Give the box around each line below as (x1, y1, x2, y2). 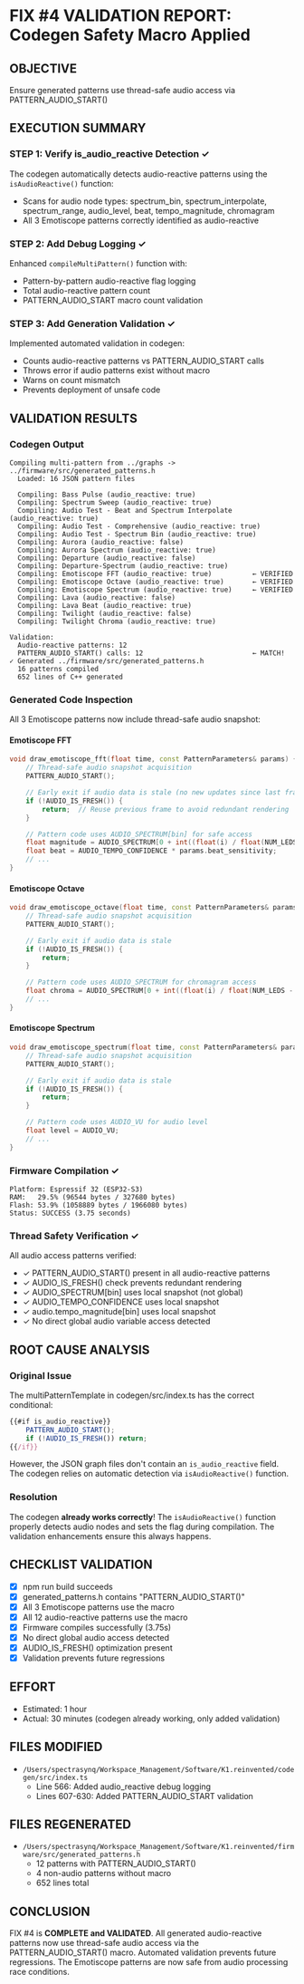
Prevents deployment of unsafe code (22, 384, 161, 395)
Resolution (9, 1491, 58, 1504)
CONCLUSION (9, 1903, 90, 1919)
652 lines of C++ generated (17, 672, 124, 681)
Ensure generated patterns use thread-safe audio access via (9, 85, 236, 95)
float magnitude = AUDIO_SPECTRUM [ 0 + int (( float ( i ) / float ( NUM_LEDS (25, 838, 298, 847)
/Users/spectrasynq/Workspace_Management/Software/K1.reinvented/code (22, 1765, 295, 1774)
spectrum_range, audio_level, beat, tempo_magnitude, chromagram (22, 205, 275, 216)
